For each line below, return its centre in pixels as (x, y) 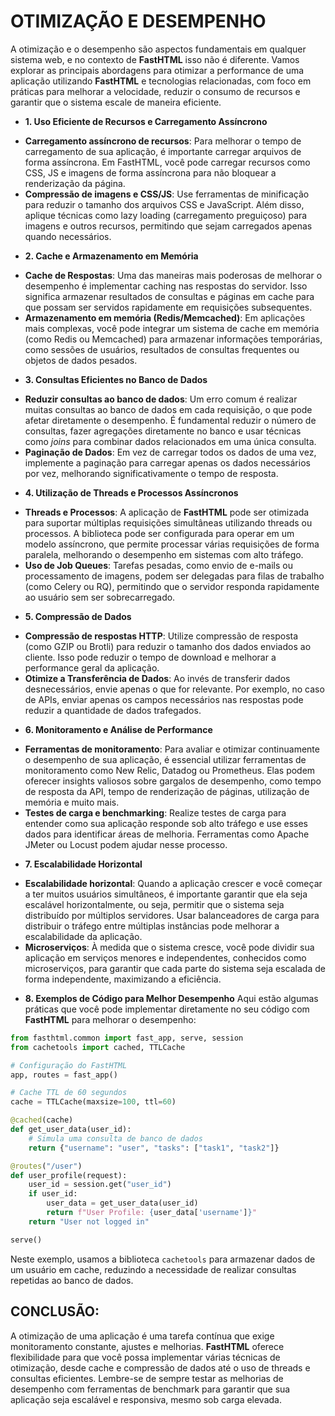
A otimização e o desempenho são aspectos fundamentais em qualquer (158, 49)
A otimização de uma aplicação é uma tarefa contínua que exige (142, 1336)
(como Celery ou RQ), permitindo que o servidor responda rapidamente (172, 586)
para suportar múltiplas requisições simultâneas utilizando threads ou (168, 522)
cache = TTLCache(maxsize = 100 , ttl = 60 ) (93, 1102)
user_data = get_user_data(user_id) (122, 1203)
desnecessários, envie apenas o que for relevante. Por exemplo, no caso (174, 689)
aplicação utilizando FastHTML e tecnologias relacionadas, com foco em (161, 81)
